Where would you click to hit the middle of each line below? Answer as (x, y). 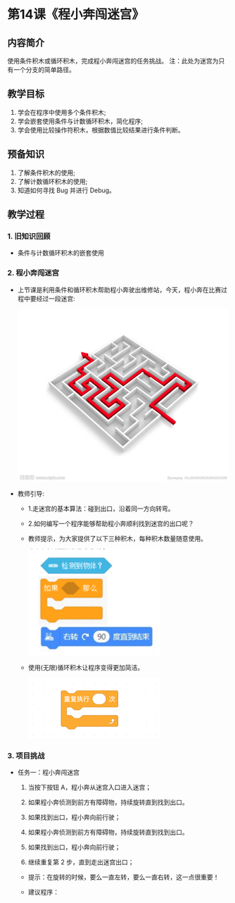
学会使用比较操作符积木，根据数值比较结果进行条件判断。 (101, 130)
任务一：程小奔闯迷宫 (48, 772)
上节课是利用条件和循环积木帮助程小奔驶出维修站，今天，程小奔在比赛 (119, 289)
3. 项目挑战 (26, 756)
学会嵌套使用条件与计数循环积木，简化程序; (80, 121)
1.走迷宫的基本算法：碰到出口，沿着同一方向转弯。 (101, 509)
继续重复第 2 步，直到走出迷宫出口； (81, 862)
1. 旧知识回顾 (29, 236)
